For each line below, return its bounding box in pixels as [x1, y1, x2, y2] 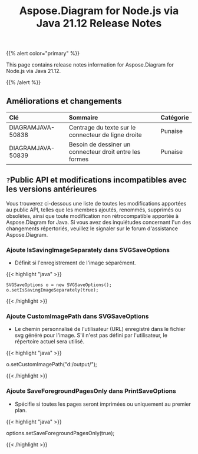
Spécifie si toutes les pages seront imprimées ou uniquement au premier [14, 400, 192, 407]
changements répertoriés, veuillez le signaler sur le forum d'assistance [6, 225, 179, 232]
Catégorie [160, 114, 189, 121]
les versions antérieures [6, 184, 97, 194]
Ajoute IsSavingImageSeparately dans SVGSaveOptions [6, 246, 170, 254]
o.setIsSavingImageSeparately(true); [6, 287, 99, 293]
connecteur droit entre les [68, 148, 141, 155]
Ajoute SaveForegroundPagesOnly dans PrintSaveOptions [6, 387, 177, 395]
